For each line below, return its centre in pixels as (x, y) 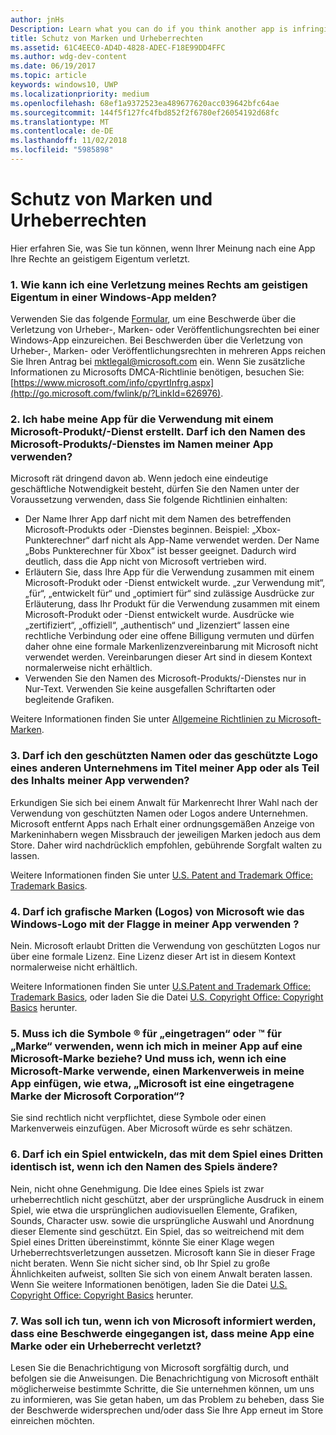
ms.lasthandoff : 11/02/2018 (69, 141)
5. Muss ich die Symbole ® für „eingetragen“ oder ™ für (146, 1033)
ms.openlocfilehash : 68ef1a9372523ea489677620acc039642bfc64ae (145, 103)
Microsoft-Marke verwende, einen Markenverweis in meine (157, 1071)
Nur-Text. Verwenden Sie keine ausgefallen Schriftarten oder (150, 689)
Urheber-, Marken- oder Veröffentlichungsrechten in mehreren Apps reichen (168, 351)
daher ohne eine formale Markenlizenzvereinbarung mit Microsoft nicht (171, 647)
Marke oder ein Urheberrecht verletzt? (106, 1346)
